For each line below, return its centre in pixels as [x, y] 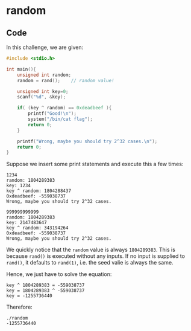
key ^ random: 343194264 [37, 228]
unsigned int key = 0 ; [43, 91]
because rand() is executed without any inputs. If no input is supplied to [96, 256]
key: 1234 [19, 186]
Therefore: [20, 307]
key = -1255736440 [29, 296]
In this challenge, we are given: [45, 47]
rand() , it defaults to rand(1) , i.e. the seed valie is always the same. [90, 263]
